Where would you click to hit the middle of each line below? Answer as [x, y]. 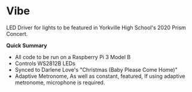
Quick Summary [27, 45]
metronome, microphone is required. [60, 82]
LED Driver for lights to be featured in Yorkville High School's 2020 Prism [96, 27]
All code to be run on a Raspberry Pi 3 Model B [73, 57]
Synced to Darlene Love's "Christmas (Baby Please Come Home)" [96, 69]
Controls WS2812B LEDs [45, 63]
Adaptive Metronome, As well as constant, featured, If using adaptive [100, 76]
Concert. [17, 33]
